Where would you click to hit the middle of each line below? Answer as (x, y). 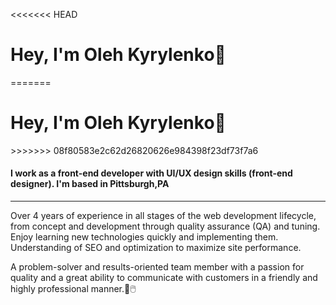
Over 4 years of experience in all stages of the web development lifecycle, (163, 216)
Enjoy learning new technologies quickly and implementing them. (144, 237)
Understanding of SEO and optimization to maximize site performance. (156, 248)
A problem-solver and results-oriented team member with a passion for (157, 267)
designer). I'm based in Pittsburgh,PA (90, 184)
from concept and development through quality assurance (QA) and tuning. (165, 226)
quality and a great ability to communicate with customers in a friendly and (164, 278)
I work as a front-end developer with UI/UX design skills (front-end (151, 173)
